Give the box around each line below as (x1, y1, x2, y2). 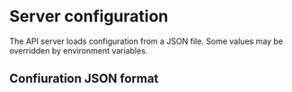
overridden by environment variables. (9, 45, 148, 55)
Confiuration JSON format (9, 71, 159, 87)
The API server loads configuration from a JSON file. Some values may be (9, 36, 284, 46)
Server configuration (9, 6, 169, 27)
